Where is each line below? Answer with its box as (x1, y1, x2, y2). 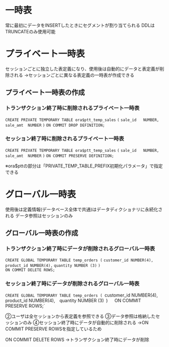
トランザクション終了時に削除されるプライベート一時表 (5, 104, 140, 111)
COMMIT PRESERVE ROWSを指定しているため (5, 326, 102, 332)
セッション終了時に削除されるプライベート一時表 (5, 135, 125, 142)
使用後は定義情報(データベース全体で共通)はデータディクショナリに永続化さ (5, 206, 163, 212)
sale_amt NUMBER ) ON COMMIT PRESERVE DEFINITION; (5, 153, 115, 158)
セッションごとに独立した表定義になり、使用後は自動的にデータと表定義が (5, 66, 160, 72)
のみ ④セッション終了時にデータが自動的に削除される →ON (22, 319, 149, 325)
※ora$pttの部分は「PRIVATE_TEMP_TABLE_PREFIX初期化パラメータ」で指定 (5, 162, 163, 169)
